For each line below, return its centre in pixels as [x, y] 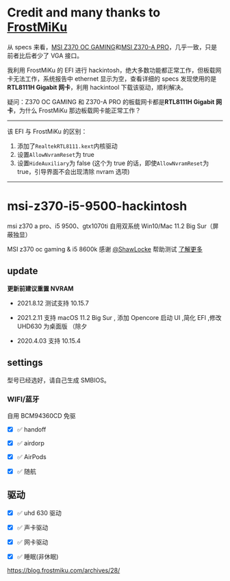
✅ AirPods [31, 456]
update [23, 271]
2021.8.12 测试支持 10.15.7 [53, 303]
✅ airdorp [30, 443]
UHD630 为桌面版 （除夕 [52, 326]
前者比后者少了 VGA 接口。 [45, 55]
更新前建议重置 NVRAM [40, 288]
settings [25, 363]
